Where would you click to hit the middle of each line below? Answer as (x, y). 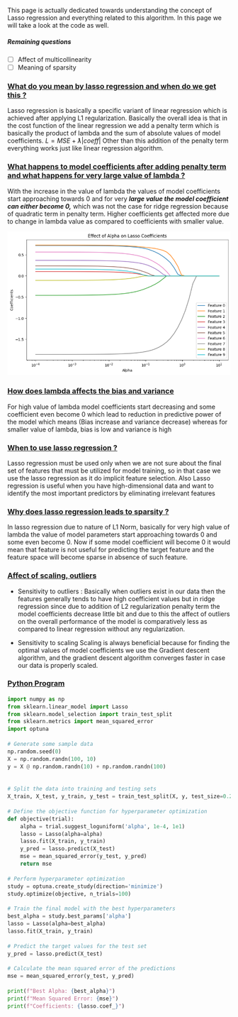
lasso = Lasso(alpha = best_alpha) (57, 924)
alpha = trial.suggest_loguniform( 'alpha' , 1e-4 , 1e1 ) (103, 826)
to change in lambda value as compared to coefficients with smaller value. (116, 221)
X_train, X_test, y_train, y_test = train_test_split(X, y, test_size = (115, 797)
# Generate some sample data (50, 744)
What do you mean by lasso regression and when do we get (112, 87)
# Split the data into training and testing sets (82, 789)
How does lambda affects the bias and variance (91, 391)
